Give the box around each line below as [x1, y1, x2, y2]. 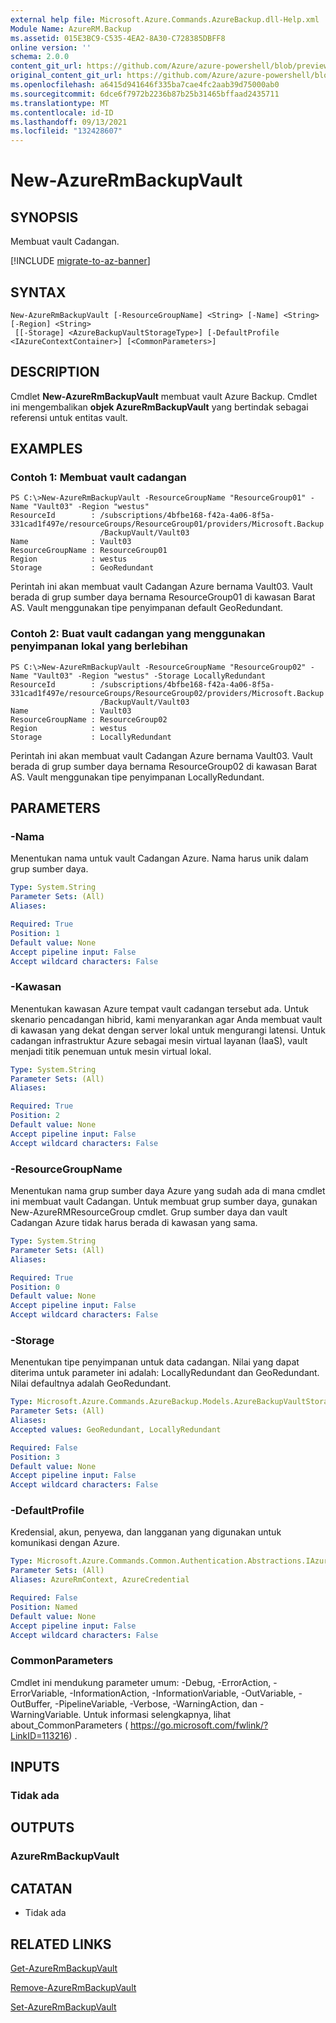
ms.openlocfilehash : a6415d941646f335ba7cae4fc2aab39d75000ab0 [10, 80, 280, 90]
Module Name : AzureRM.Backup [10, 24, 132, 34]
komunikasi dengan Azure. [10, 1537, 120, 1549]
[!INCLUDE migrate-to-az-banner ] [10, 255, 151, 267]
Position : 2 [10, 1111, 60, 1121]
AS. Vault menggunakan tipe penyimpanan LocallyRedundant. [10, 771, 265, 783]
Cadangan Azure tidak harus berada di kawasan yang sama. [10, 1217, 258, 1229]
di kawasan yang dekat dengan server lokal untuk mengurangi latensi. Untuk [10, 1024, 326, 1036]
